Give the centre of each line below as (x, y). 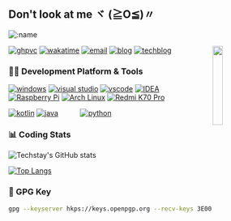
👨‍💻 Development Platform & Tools (76, 71)
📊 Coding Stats (40, 134)
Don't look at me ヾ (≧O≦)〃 (82, 15)
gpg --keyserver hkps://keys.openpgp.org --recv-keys (101, 209)
